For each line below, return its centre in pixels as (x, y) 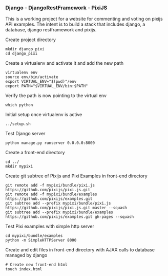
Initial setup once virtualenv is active (44, 115)
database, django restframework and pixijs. (51, 30)
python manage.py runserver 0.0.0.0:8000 (50, 143)
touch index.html (24, 269)
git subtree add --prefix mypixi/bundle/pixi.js (58, 204)
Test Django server (25, 134)
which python (19, 105)
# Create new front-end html (36, 265)
